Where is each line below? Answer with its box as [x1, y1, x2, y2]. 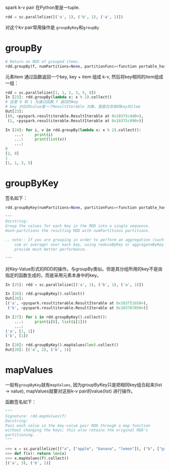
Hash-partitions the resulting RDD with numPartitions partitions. [5, 228, 151, 233]
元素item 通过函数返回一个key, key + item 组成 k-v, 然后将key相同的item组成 [5, 73, 163, 80]
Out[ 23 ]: [5, 109, 24, 114]
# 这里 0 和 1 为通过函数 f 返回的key [5, 99, 79, 105]
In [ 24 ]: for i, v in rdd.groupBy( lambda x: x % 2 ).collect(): [5, 127, 142, 133]
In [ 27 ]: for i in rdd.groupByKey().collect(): [5, 315, 108, 320]
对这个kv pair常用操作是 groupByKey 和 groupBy [5, 24, 100, 30]
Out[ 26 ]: [5, 296, 24, 301]
